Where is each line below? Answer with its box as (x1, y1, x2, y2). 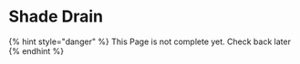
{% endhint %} (8, 45, 65, 56)
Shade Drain (8, 6, 104, 27)
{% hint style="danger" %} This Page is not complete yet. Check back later (8, 36, 291, 47)
